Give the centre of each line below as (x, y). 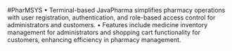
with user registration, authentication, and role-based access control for (111, 17)
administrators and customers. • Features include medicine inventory (108, 25)
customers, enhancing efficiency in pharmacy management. (94, 40)
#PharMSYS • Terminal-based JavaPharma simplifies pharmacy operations (116, 10)
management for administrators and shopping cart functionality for (104, 32)
